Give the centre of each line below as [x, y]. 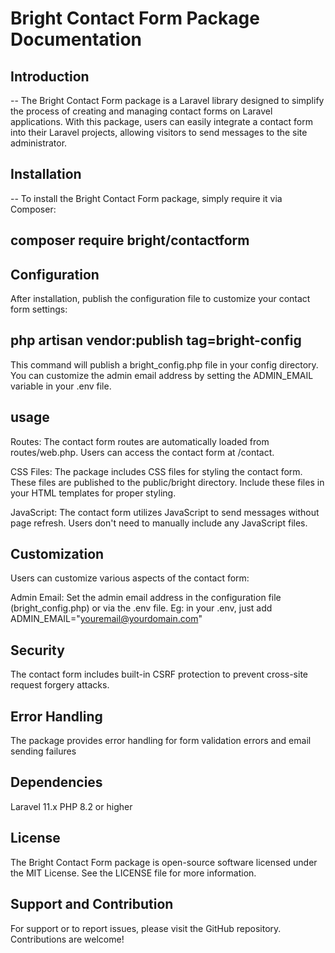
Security [37, 650]
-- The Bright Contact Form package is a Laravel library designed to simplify [167, 100]
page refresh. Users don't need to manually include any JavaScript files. [159, 523]
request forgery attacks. [60, 685]
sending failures [43, 751]
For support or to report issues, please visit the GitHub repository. [146, 928]
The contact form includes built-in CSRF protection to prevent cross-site [159, 674]
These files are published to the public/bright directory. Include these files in [167, 482]
